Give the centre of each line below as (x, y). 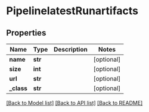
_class (18, 88)
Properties (26, 33)
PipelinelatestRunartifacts (72, 11)
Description (70, 49)
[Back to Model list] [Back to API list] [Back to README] (74, 103)
